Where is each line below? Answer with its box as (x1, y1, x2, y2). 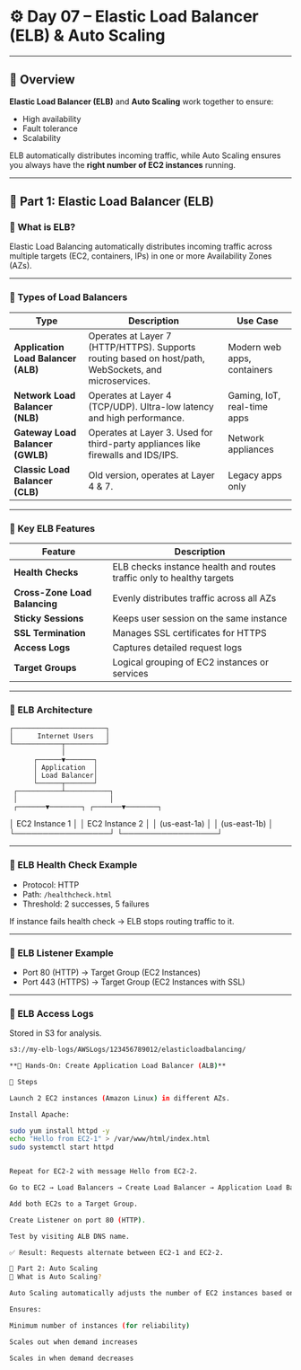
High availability (21, 113, 82, 124)
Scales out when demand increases (9, 1337, 139, 1347)
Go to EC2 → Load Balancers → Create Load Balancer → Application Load (9, 1183, 282, 1192)
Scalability (21, 132, 61, 143)
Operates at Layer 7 (88, 330, 172, 342)
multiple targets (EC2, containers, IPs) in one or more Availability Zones (9, 251, 272, 261)
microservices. (88, 375, 150, 387)
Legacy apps (228, 469, 282, 482)
